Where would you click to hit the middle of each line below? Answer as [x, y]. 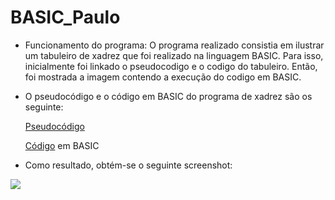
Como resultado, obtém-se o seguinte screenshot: [128, 165]
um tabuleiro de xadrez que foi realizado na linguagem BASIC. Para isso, [174, 55]
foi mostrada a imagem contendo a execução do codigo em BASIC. [163, 77]
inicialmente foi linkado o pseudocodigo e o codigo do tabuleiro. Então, [171, 66]
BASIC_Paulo [65, 17]
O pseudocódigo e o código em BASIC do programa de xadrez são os [168, 96]
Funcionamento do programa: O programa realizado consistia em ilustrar [174, 45]
